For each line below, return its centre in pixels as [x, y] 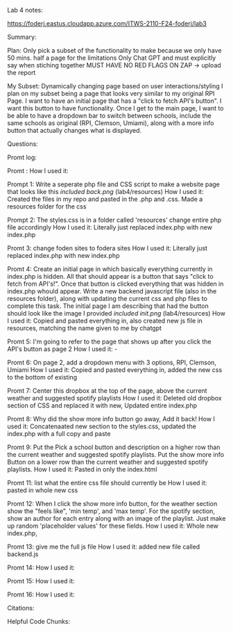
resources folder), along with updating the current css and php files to [107, 299]
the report [21, 73]
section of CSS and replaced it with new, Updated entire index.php [102, 405]
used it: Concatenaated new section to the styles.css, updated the [102, 426]
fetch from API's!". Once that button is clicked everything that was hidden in [115, 284]
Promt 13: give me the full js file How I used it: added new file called [104, 546]
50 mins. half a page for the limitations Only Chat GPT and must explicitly [112, 58]
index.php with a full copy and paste [59, 434]
